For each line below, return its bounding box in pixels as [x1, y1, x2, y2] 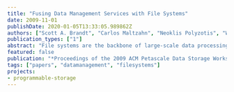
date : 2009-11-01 [7, 17, 58, 24]
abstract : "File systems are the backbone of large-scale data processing [7, 42, 229, 49]
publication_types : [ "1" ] [7, 36, 82, 43]
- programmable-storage [7, 74, 77, 82]
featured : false [7, 49, 54, 56]
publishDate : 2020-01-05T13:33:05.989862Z [7, 23, 132, 30]
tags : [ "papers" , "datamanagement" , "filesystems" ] [7, 62, 160, 68]
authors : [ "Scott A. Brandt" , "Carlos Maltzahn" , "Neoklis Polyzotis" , [7, 29, 219, 37]
